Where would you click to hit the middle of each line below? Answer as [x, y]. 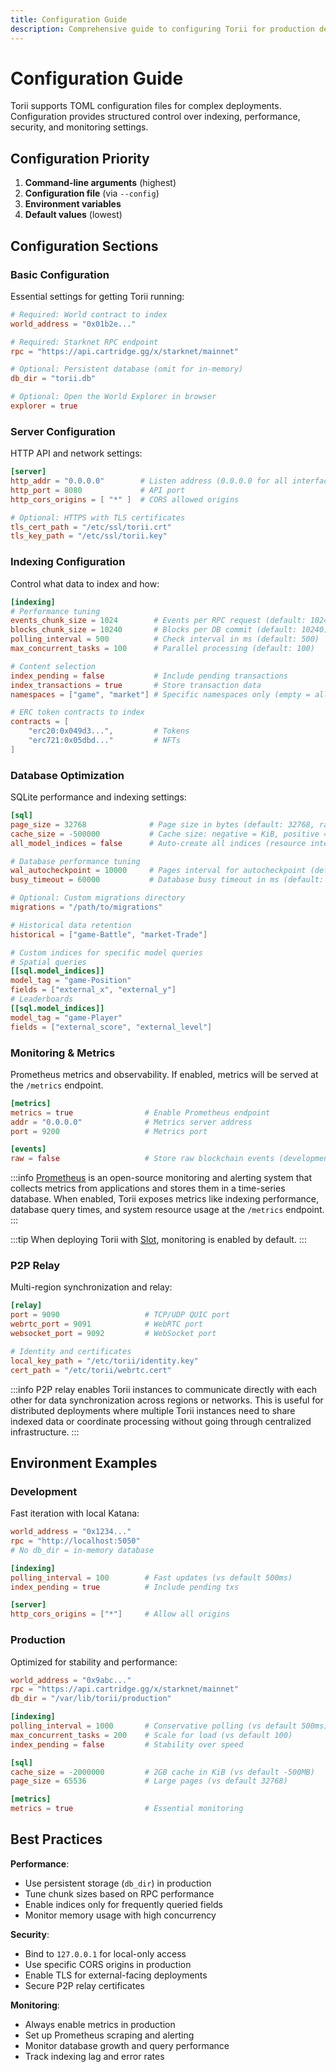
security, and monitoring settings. [79, 127]
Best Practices [56, 1839]
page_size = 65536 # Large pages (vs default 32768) [149, 1781]
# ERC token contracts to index [77, 712]
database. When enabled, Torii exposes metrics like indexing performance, [165, 1199]
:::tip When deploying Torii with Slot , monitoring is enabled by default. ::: [158, 1240]
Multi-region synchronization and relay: [91, 1287]
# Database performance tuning [75, 861]
